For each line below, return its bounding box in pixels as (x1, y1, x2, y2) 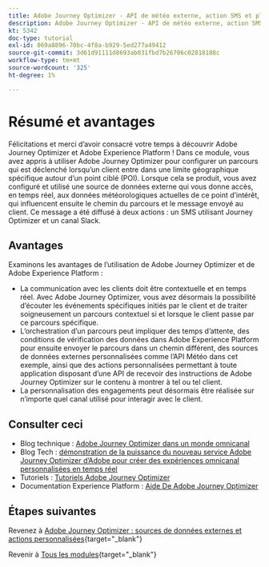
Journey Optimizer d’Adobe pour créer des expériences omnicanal (19, 456, 240, 465)
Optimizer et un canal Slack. (8, 215, 102, 225)
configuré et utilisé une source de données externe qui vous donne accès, (8, 182, 254, 191)
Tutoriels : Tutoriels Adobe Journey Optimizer (19, 473, 171, 482)
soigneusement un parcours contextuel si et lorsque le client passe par (19, 309, 255, 319)
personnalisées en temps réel (19, 465, 118, 474)
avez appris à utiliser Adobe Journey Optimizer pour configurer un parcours (8, 156, 259, 166)
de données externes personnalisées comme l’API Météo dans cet (19, 352, 239, 361)
